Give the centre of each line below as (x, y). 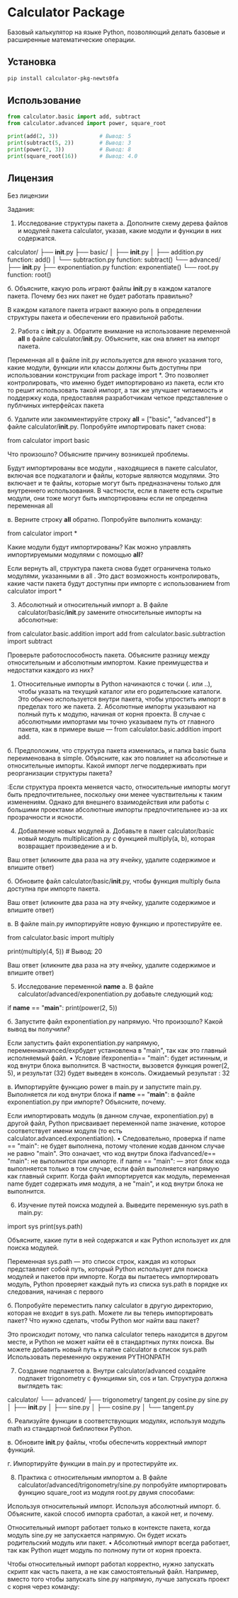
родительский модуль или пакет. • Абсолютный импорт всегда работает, (119, 1543)
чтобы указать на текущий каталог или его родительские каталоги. (120, 691)
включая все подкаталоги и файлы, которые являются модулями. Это (113, 475)
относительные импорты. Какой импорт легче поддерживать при (107, 766)
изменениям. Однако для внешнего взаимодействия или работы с (108, 802)
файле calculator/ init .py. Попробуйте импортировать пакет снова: (107, 427)
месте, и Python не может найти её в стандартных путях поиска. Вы (111, 1341)
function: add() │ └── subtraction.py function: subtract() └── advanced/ (114, 259)
